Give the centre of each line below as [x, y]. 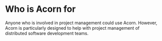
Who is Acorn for [40, 9]
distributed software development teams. [47, 33]
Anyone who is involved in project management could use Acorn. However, [81, 23]
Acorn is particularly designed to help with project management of [72, 28]
